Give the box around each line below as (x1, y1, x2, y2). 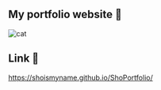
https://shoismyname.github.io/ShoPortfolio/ (8, 73, 153, 82)
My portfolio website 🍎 (8, 8, 123, 21)
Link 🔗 (8, 52, 40, 66)
